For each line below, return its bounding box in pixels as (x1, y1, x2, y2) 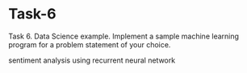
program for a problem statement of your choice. (8, 39, 171, 49)
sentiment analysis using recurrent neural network (8, 55, 176, 65)
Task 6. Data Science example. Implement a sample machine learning (8, 31, 240, 41)
